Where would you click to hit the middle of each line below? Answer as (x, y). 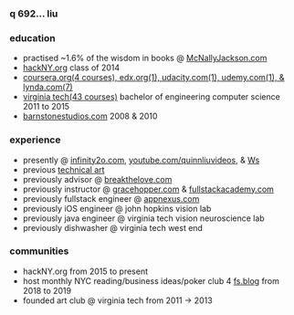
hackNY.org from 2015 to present (85, 271)
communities (39, 251)
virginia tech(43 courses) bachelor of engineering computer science (151, 97)
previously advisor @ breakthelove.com (97, 179)
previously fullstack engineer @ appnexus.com (111, 198)
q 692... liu (34, 14)
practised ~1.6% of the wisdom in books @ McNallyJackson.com (145, 58)
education (33, 37)
